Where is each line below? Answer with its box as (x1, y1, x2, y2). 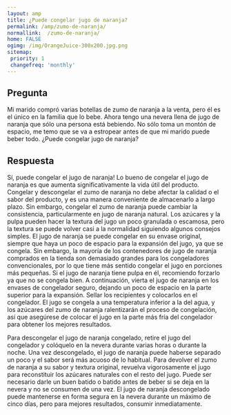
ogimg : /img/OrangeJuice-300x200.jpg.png (7, 42, 128, 49)
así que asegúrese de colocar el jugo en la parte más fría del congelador (7, 313, 213, 322)
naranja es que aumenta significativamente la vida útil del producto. (7, 181, 200, 189)
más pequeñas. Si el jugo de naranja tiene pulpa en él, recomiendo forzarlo (7, 269, 221, 277)
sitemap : (7, 49, 32, 56)
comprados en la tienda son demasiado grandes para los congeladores (7, 254, 210, 263)
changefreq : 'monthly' (10, 62, 76, 68)
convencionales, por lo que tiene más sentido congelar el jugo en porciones (7, 261, 223, 270)
